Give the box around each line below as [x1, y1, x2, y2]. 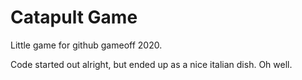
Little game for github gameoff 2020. [10, 39, 163, 51]
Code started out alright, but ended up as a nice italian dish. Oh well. [10, 58, 293, 70]
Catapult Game [10, 6, 138, 29]
